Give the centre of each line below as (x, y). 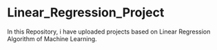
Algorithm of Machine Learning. (52, 38)
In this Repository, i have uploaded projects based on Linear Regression (109, 32)
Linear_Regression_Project (86, 13)
